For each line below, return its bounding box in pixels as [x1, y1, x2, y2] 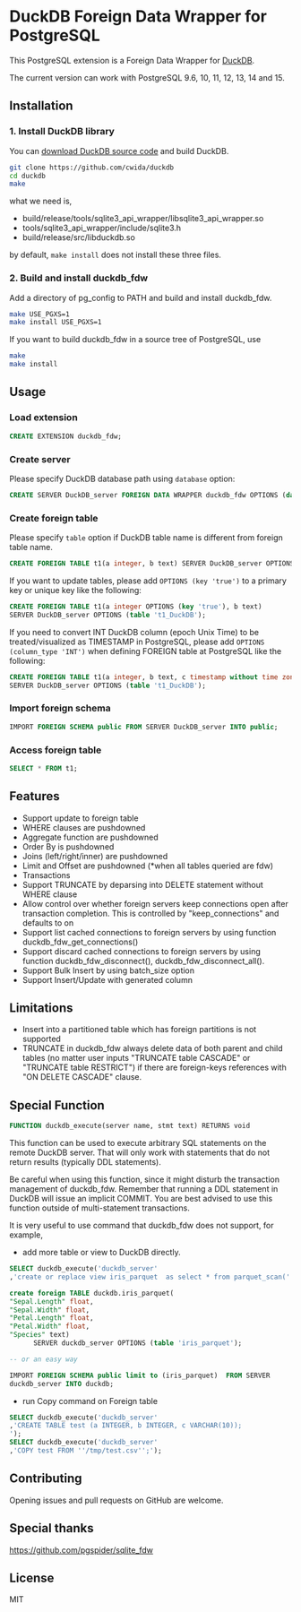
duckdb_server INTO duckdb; [9, 1379, 115, 1388]
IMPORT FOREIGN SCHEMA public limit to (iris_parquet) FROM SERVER [9, 1371, 271, 1380]
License [9, 1571, 55, 1585]
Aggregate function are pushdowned [21, 832, 159, 842]
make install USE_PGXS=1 [9, 318, 102, 327]
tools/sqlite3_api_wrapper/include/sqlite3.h [21, 222, 182, 234]
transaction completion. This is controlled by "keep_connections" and [21, 908, 279, 918]
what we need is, [9, 195, 73, 207]
